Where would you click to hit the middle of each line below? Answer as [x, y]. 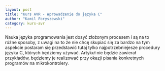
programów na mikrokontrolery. [37, 63]
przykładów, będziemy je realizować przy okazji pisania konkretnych [75, 58]
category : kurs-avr [25, 23]
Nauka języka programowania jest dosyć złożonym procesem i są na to [77, 37]
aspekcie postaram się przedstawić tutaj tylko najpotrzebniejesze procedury [82, 47]
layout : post [18, 10]
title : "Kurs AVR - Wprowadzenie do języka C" [54, 14]
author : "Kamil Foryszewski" [35, 19]
